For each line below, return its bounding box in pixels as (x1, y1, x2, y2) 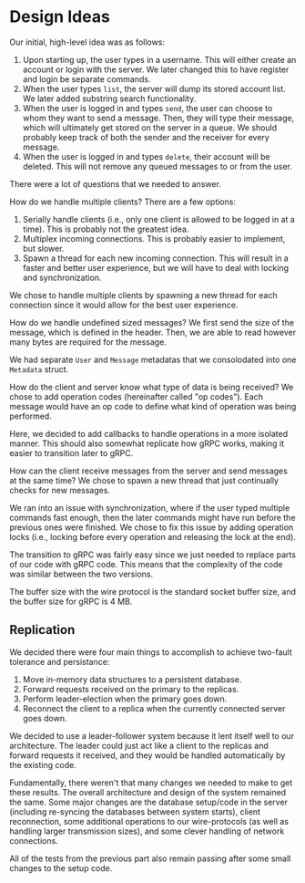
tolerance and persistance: (9, 656, 110, 667)
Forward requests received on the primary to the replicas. (22, 683, 239, 694)
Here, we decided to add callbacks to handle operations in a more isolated (9, 428, 289, 439)
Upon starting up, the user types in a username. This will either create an (22, 54, 297, 65)
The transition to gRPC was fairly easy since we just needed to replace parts (9, 549, 296, 560)
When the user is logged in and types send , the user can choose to (22, 102, 273, 113)
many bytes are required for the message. (9, 336, 167, 348)
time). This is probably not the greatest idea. (22, 223, 189, 234)
